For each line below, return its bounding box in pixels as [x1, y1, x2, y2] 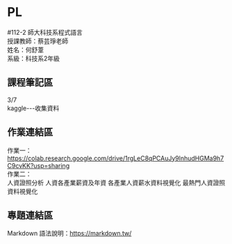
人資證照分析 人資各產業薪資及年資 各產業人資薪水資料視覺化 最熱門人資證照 [7, 178, 226, 187]
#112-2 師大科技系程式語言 [7, 28, 83, 36]
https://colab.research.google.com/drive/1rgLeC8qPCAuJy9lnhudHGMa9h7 [7, 154, 224, 162]
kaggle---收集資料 [7, 104, 60, 112]
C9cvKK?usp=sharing [7, 161, 70, 169]
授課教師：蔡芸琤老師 [7, 36, 68, 45]
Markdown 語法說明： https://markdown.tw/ [7, 229, 132, 238]
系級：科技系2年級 [7, 54, 60, 63]
